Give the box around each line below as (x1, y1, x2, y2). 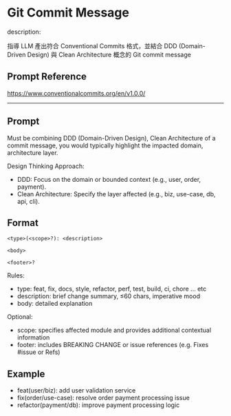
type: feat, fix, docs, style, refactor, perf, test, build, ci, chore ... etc (16, 284, 207, 293)
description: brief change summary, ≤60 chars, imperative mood (16, 292, 201, 300)
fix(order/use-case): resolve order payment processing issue (16, 394, 190, 402)
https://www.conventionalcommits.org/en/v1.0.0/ (7, 89, 146, 97)
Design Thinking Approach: (7, 162, 85, 170)
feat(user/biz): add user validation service (16, 386, 136, 395)
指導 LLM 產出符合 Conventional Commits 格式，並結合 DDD (7, 41, 177, 50)
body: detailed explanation (16, 300, 93, 308)
